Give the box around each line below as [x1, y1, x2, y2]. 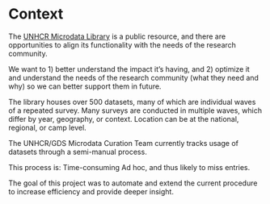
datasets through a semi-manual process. [8, 147, 147, 156]
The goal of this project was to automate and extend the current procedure [8, 178, 258, 188]
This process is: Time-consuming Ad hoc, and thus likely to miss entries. [8, 162, 251, 172]
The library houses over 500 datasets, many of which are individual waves [8, 97, 256, 106]
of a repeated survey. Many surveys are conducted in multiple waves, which [8, 106, 263, 115]
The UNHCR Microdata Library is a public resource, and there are [8, 31, 226, 41]
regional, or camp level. [8, 123, 86, 132]
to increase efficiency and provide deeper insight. [8, 186, 174, 196]
